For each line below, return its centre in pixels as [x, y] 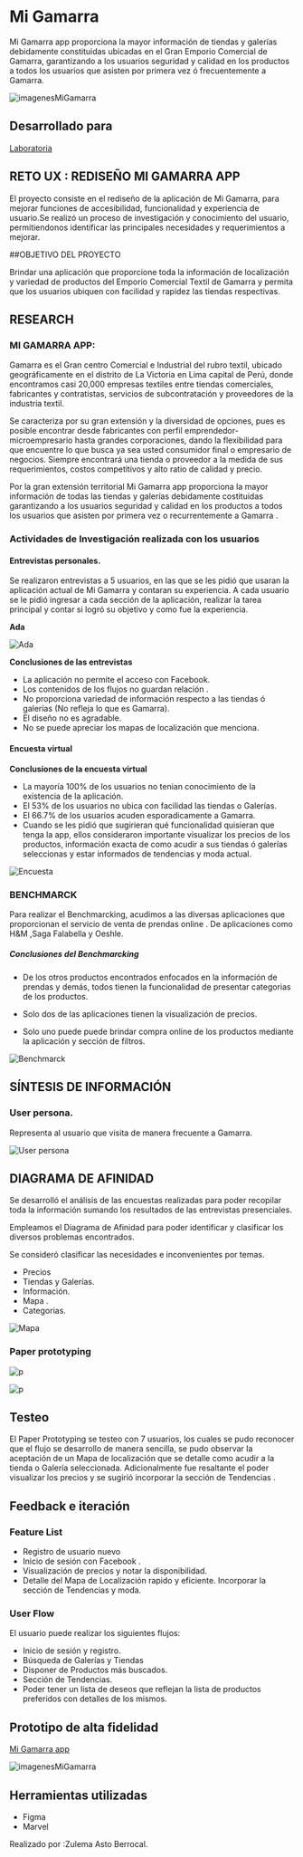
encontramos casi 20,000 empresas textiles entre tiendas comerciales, [142, 384]
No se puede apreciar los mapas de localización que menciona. [141, 728]
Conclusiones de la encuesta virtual [78, 769]
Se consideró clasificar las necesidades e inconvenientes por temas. [137, 1255]
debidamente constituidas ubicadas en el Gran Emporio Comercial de [139, 51]
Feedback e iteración [70, 1506]
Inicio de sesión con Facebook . [82, 1561]
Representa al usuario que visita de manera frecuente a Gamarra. [131, 1133]
